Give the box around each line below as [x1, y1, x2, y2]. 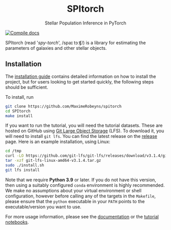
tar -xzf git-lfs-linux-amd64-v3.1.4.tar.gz [5, 158, 101, 163]
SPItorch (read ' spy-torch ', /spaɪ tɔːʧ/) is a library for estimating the [5, 39, 146, 46]
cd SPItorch [5, 108, 31, 113]
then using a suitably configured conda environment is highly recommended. [5, 182, 165, 188]
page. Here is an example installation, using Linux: [5, 138, 110, 145]
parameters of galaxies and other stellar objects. [5, 45, 107, 51]
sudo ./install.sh [5, 163, 44, 168]
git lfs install [5, 167, 40, 172]
